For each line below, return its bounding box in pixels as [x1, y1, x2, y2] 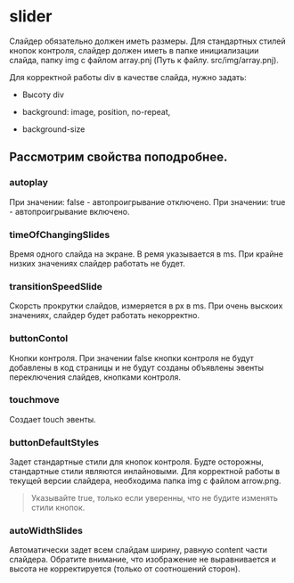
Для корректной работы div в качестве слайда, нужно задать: [9, 71, 247, 82]
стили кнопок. [30, 502, 86, 513]
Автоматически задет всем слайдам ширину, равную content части [9, 545, 267, 555]
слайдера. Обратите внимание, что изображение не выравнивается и [9, 554, 276, 565]
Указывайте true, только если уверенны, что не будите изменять [30, 493, 278, 504]
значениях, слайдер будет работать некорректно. [9, 310, 200, 321]
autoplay [9, 177, 49, 189]
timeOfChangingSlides [9, 228, 110, 241]
